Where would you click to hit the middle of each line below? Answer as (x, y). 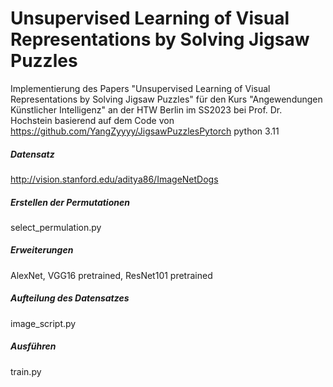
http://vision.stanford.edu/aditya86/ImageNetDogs (114, 179)
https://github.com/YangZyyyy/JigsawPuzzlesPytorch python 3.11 (145, 131)
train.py (26, 371)
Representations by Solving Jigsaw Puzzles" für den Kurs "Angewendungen (166, 99)
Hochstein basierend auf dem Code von (92, 120)
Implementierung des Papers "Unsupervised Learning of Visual (140, 88)
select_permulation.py (56, 227)
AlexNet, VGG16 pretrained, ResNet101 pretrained (111, 275)
